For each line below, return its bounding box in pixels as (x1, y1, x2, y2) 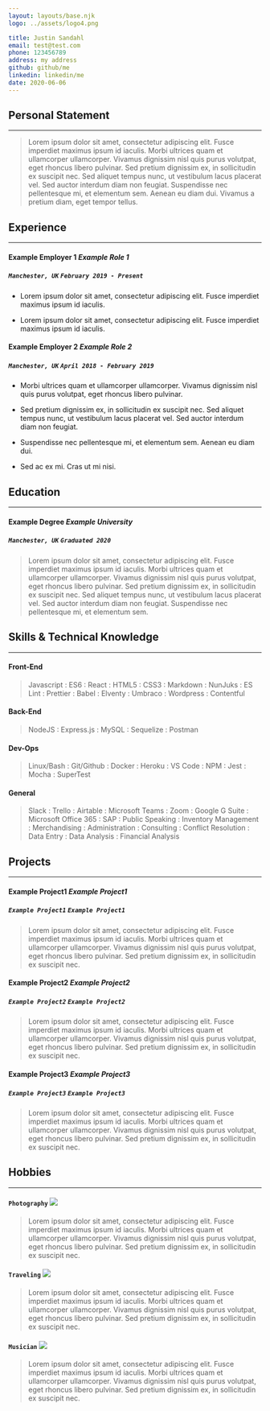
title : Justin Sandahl (8, 34, 84, 42)
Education (8, 485, 61, 499)
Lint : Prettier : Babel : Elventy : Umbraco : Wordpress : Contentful (27, 688, 245, 698)
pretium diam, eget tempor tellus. (27, 197, 138, 207)
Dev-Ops (8, 743, 39, 753)
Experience (8, 221, 67, 234)
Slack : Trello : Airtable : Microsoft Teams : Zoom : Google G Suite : (27, 806, 249, 815)
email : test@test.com (8, 41, 81, 49)
